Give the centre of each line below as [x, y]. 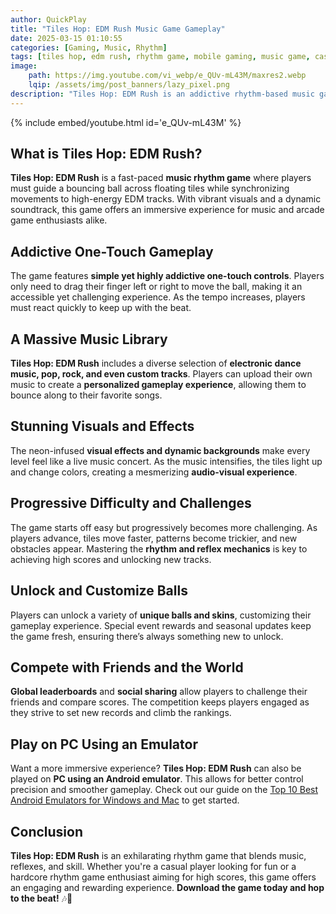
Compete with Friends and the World [127, 667]
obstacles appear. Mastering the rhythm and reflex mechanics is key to [159, 548]
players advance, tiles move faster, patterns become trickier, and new [154, 538]
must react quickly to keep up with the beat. [101, 308]
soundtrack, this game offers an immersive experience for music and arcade [167, 210]
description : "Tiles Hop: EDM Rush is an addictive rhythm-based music [162, 94]
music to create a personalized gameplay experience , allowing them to [158, 385]
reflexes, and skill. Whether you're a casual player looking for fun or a [153, 866]
